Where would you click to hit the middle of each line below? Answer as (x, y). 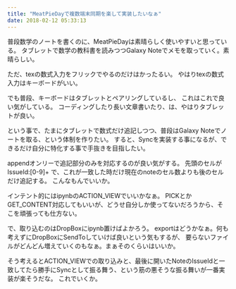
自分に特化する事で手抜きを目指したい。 (90, 148)
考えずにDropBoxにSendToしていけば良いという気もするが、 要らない (109, 237)
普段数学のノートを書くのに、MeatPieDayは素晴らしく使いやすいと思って (114, 41)
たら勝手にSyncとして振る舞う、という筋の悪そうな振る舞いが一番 (123, 269)
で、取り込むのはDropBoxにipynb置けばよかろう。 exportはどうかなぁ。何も (118, 228)
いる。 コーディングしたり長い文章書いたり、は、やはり (118, 106)
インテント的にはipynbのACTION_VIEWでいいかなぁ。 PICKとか (100, 195)
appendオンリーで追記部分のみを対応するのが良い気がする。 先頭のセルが (115, 163)
